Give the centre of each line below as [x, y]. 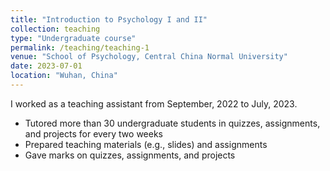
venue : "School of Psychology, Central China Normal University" [149, 57]
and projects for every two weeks [94, 133]
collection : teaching [55, 29]
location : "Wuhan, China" [64, 76]
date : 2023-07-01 [46, 66]
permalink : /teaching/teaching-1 [80, 47]
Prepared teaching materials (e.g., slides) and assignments [146, 144]
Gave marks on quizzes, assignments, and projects [130, 155]
